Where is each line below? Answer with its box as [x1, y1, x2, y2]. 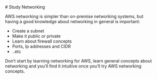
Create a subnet [12, 28, 45, 33]
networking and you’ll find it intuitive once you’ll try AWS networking [5, 63, 141, 69]
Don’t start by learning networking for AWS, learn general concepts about [5, 58, 152, 63]
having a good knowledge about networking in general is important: [5, 19, 141, 24]
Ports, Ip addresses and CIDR [12, 44, 71, 49]
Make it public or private [12, 33, 61, 39]
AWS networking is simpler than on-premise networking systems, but [5, 14, 144, 19]
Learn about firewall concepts [12, 38, 72, 44]
